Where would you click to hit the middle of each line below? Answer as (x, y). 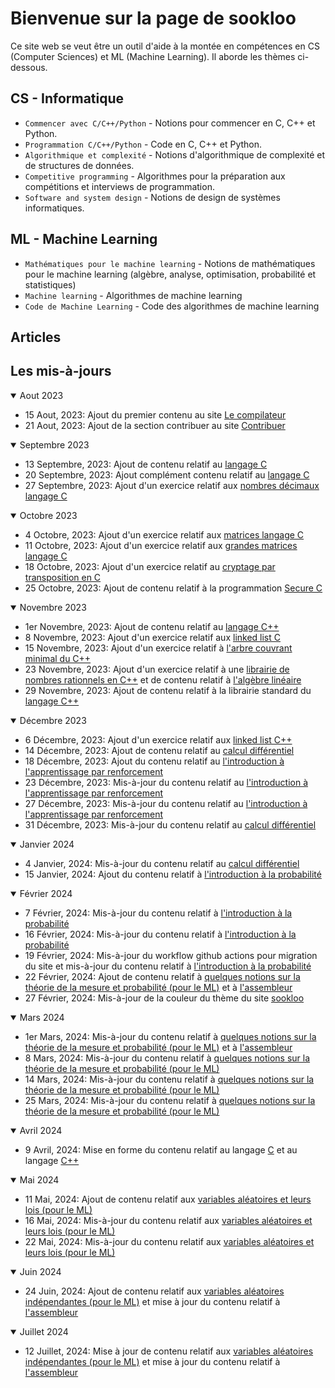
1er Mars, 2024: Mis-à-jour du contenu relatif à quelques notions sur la (170, 1036)
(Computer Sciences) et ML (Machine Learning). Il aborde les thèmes (153, 56)
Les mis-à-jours (61, 371)
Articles (36, 337)
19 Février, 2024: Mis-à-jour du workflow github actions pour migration (171, 955)
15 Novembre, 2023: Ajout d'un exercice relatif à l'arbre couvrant (158, 648)
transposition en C (63, 577)
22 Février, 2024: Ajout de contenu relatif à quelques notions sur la (162, 976)
